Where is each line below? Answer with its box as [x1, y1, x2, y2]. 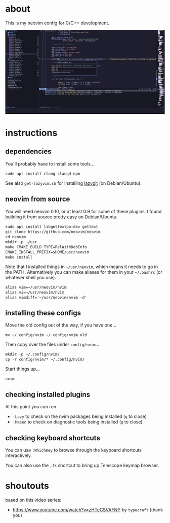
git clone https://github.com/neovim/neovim [5, 229, 101, 234]
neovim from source [5, 195, 70, 204]
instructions [5, 127, 58, 139]
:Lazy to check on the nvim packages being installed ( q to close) [12, 413, 147, 419]
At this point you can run [5, 404, 57, 410]
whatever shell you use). [5, 274, 57, 280]
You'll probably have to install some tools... [5, 160, 95, 167]
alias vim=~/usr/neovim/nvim [5, 285, 67, 290]
